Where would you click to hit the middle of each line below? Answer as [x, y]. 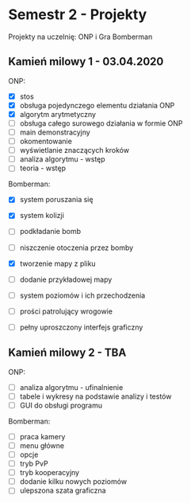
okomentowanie [46, 142]
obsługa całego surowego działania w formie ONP [101, 123]
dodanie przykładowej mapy [66, 279]
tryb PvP [34, 464]
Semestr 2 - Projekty [78, 15]
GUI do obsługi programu [61, 405]
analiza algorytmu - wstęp [62, 159]
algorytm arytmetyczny [58, 114]
